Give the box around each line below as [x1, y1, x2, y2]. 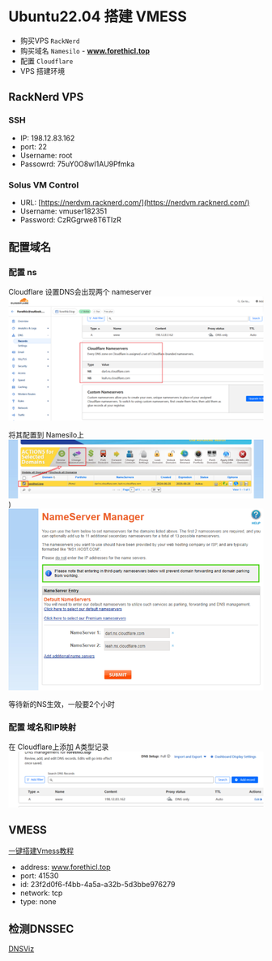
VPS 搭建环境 [19, 66, 66, 75]
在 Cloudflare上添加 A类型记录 [8, 742, 109, 752]
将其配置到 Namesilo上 [8, 429, 85, 439]
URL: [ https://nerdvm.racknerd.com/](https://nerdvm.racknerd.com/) [19, 197, 250, 207]
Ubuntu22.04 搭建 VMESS [8, 7, 188, 26]
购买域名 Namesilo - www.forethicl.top [19, 45, 151, 55]
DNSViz [8, 944, 35, 954]
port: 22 [19, 141, 47, 151]
